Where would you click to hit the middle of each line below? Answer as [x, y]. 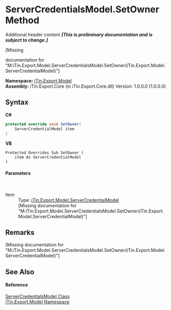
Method [22, 20]
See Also [20, 272]
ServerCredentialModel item [44, 129]
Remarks [20, 232]
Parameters [18, 173]
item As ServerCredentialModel [48, 158]
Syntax [17, 102]
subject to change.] [27, 40]
